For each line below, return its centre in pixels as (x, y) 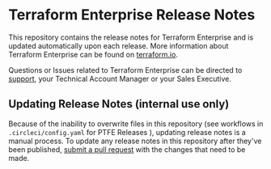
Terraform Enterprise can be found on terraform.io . (93, 54)
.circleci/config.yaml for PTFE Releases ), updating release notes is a (127, 132)
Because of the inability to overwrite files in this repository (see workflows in (136, 124)
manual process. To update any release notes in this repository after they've (135, 141)
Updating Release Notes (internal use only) (119, 104)
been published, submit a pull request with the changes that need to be (127, 149)
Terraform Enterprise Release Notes (132, 15)
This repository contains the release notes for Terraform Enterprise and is (131, 37)
